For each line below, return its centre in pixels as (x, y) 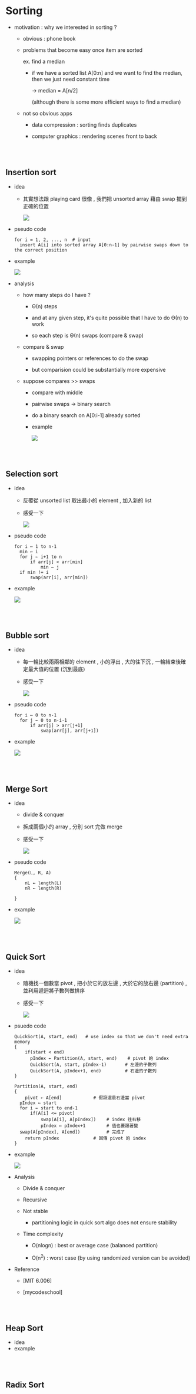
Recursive (35, 1200)
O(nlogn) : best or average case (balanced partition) (95, 1245)
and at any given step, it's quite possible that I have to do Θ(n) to (110, 318)
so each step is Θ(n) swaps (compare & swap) (87, 335)
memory (22, 1042)
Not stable (35, 1211)
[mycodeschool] (43, 1292)
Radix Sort (25, 1385)
